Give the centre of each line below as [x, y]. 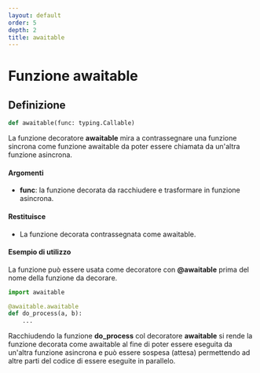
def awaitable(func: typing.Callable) [71, 123]
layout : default [35, 15]
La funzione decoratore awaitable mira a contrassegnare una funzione [123, 138]
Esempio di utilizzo [40, 252]
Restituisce [27, 216]
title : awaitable [37, 37]
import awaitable [37, 292]
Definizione [37, 105]
